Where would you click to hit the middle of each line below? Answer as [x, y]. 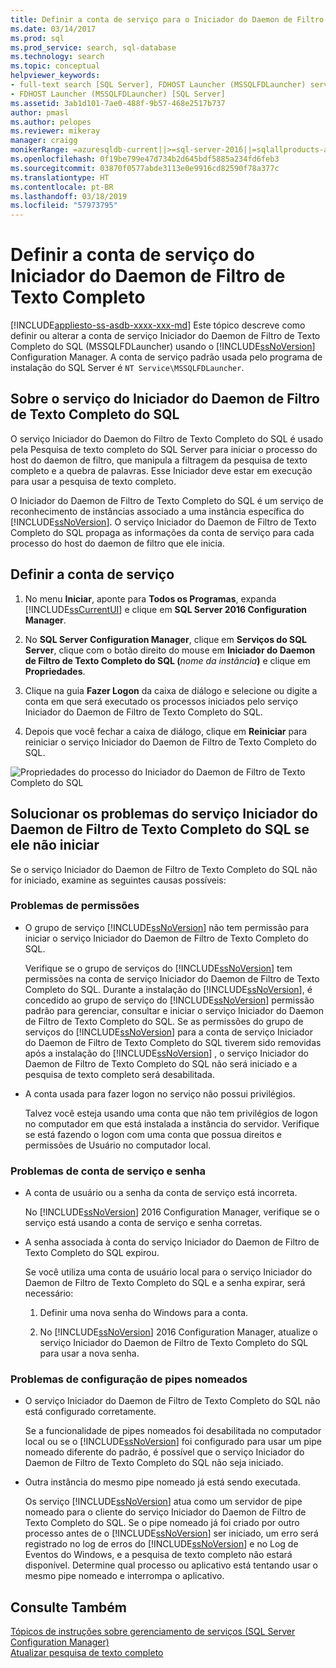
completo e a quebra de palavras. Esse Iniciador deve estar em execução [161, 470]
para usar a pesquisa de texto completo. [93, 481]
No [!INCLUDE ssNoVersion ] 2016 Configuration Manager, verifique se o [172, 1212]
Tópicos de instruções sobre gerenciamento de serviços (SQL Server [153, 1632]
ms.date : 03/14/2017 [53, 29]
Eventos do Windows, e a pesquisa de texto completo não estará [158, 1555]
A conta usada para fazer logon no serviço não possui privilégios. [160, 1093]
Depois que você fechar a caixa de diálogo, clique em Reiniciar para [166, 731]
